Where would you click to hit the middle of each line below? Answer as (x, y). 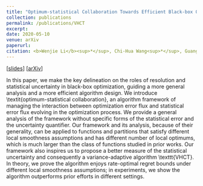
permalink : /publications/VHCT (46, 23)
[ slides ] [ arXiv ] (25, 68)
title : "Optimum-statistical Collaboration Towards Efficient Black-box (100, 12)
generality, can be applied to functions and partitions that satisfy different (98, 131)
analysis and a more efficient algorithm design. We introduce (82, 93)
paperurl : (19, 46)
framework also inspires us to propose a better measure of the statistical (97, 150)
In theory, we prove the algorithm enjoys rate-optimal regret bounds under (99, 163)
